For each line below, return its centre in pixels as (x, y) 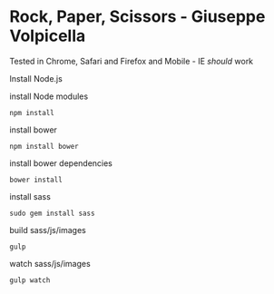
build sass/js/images (48, 230)
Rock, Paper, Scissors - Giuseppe (137, 17)
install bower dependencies (61, 163)
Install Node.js (36, 78)
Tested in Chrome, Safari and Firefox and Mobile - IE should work (132, 61)
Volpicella (48, 36)
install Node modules (49, 96)
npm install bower (44, 146)
